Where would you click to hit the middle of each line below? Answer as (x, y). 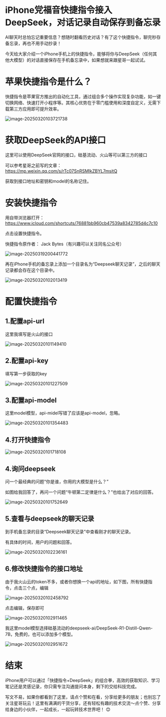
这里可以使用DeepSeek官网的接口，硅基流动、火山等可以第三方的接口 (76, 155)
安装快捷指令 (31, 203)
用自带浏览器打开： (25, 218)
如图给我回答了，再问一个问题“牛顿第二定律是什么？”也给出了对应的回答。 (81, 492)
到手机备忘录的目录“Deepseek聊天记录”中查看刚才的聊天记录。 (69, 532)
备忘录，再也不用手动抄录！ (33, 43)
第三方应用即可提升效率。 (35, 109)
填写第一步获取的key (26, 373)
